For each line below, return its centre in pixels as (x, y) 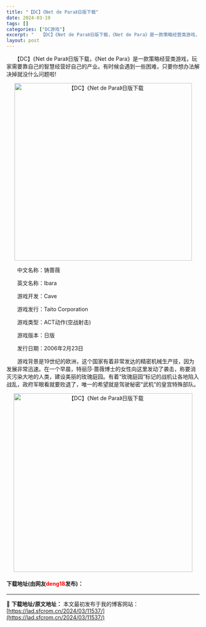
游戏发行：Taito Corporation (52, 309)
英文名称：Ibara (37, 283)
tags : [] (17, 23)
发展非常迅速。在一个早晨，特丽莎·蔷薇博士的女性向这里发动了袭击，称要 (99, 369)
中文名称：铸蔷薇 (38, 270)
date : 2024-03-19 (29, 18)
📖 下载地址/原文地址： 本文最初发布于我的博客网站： (73, 604)
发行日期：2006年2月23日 (50, 348)
